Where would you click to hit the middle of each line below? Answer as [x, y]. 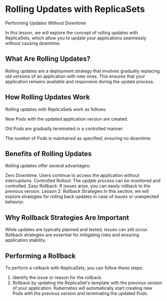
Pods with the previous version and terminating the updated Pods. [80, 293]
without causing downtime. [33, 43]
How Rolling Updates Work [48, 97]
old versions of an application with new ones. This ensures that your [75, 76]
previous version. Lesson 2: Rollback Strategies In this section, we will [77, 191]
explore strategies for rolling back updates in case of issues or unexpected [82, 197]
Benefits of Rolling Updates [49, 154]
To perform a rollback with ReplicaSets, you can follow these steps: [74, 268]
